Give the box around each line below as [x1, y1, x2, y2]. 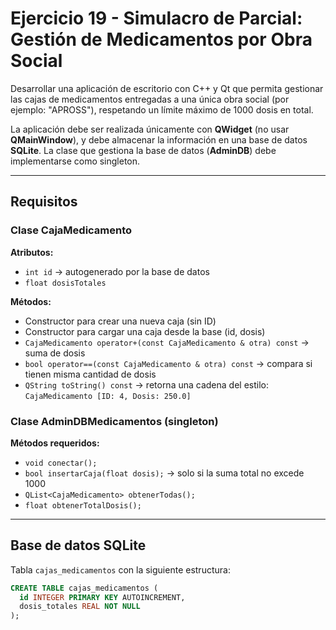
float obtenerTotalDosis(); [24, 500, 142, 511]
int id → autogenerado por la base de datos [24, 265, 210, 277]
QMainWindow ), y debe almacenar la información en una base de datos [10, 133, 308, 146]
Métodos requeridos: [10, 437, 100, 449]
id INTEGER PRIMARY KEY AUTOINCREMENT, [19, 592, 186, 602]
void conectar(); [24, 458, 98, 468]
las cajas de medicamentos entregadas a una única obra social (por [10, 93, 290, 105]
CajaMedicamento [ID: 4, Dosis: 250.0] [24, 391, 192, 401]
